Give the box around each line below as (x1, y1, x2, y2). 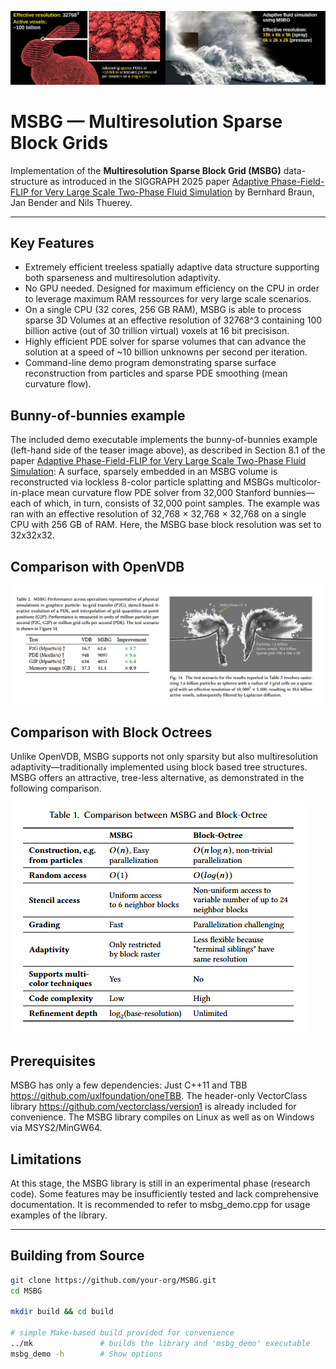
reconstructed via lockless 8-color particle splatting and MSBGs (10, 476, 275, 488)
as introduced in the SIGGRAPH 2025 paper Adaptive (49, 175, 270, 187)
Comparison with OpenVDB (10, 558, 185, 575)
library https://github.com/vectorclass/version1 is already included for (10, 1101, 297, 1113)
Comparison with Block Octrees (10, 724, 213, 741)
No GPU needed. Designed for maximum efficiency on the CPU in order (24, 282, 320, 295)
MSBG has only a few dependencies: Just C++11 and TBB (10, 1079, 248, 1091)
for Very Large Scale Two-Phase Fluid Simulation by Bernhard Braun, (30, 186, 315, 198)
